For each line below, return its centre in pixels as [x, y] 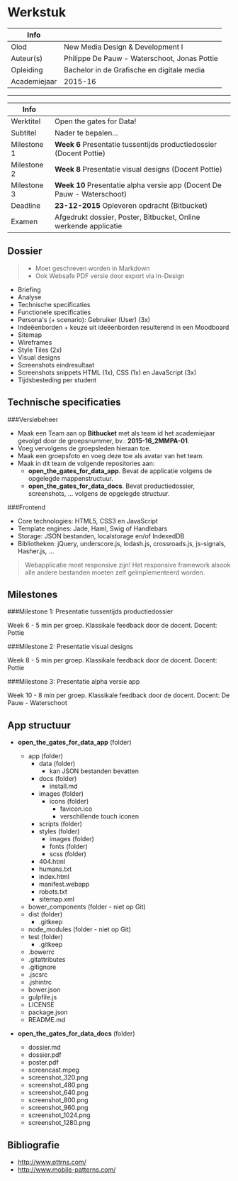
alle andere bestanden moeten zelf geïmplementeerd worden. [115, 572]
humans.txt [55, 869]
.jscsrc [38, 975]
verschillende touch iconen [100, 816]
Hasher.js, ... [36, 551]
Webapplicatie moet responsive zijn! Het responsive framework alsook [127, 565]
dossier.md [45, 1048]
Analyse [29, 297]
